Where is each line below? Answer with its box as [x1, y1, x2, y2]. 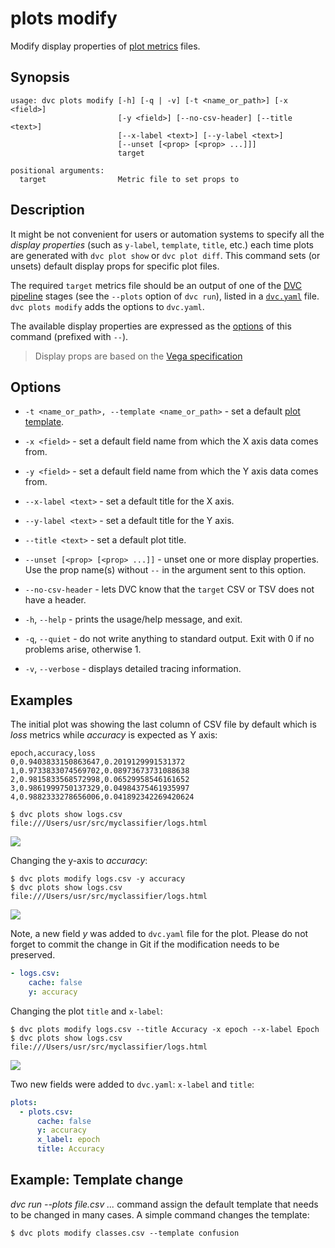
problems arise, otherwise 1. [24, 643, 142, 656]
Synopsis [10, 69, 70, 86]
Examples [10, 692, 73, 709]
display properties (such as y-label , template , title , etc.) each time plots [10, 238, 314, 251]
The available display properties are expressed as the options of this [10, 320, 292, 332]
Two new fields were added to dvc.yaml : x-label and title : [10, 1078, 255, 1090]
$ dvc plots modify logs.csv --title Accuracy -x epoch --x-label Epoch [10, 1024, 320, 1034]
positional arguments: [10, 165, 105, 176]
